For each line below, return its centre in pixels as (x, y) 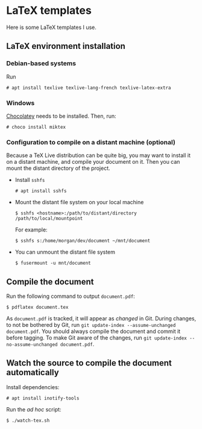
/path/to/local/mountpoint (49, 219)
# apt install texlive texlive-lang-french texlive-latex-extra (89, 88)
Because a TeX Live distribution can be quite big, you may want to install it (99, 155)
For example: (31, 230)
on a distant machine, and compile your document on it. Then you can (93, 162)
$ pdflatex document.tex (37, 308)
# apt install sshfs (41, 191)
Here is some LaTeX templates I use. (51, 27)
